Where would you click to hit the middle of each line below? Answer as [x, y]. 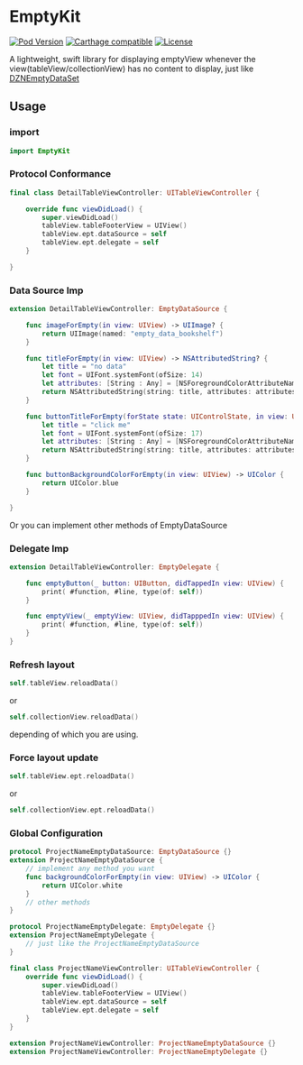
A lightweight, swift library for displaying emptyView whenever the [133, 59]
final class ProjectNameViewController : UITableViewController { [134, 968]
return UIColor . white [83, 886]
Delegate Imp [39, 548]
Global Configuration [56, 833]
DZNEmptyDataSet [44, 78]
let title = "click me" [86, 425]
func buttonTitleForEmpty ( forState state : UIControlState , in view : [157, 417]
